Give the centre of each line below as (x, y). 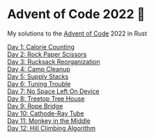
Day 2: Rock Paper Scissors (47, 54)
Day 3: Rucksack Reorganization (54, 61)
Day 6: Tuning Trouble (39, 83)
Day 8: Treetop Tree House (46, 98)
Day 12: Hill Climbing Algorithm (52, 128)
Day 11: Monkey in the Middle (49, 120)
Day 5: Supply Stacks (38, 76)
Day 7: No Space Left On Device (53, 91)
